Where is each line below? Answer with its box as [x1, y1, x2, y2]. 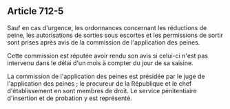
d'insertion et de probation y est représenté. [7, 94, 132, 102]
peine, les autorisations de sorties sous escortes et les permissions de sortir [7, 31, 224, 39]
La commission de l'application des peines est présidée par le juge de [7, 72, 205, 80]
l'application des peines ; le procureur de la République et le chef [7, 79, 192, 88]
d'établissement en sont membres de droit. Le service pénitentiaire [7, 86, 198, 95]
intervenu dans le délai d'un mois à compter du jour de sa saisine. [7, 58, 194, 67]
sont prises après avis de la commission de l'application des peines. [7, 38, 200, 47]
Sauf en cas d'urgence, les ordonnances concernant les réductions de [7, 23, 207, 32]
